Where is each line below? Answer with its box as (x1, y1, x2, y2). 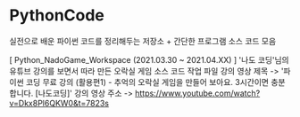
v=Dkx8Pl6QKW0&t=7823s (9, 97, 110, 108)
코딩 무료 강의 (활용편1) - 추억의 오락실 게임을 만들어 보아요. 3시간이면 (25, 76, 270, 87)
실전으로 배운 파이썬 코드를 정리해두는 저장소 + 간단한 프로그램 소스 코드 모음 (9, 35, 277, 46)
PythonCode (9, 5, 105, 26)
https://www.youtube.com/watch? (135, 88, 261, 98)
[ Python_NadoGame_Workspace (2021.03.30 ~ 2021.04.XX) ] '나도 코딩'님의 (9, 54, 289, 65)
